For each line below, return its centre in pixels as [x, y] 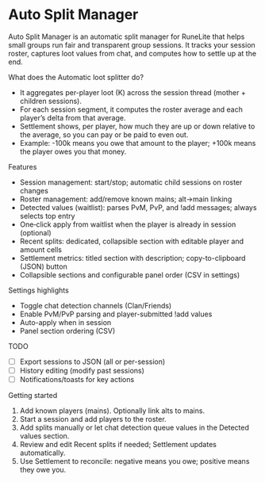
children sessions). [50, 101]
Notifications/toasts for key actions [77, 380]
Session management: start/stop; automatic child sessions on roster [131, 182]
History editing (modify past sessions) [82, 371]
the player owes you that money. [73, 151]
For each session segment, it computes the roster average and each [131, 109]
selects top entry [47, 216]
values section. [44, 436]
